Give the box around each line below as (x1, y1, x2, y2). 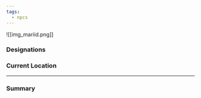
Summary (6, 84, 36, 93)
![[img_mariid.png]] (6, 30, 54, 38)
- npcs (11, 14, 28, 20)
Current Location (6, 62, 57, 70)
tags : (6, 8, 20, 15)
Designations (6, 45, 46, 54)
